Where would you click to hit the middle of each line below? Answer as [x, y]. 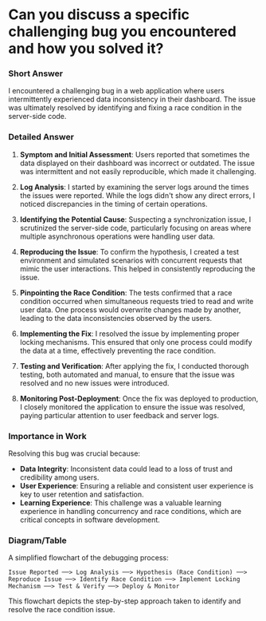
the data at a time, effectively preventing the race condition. [118, 350]
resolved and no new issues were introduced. [94, 383]
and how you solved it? [86, 49]
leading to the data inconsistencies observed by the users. [116, 318]
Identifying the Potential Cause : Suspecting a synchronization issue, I [135, 219]
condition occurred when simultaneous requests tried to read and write [137, 301]
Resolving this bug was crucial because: [74, 453]
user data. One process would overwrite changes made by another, [130, 310]
